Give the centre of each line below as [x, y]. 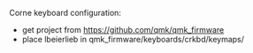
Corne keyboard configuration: [65, 13]
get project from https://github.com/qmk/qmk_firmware [123, 30]
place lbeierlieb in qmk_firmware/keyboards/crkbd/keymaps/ [133, 39]
